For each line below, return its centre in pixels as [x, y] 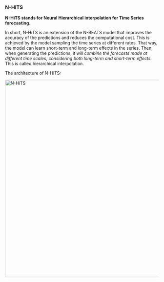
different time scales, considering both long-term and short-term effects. [79, 59]
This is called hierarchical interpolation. [44, 64]
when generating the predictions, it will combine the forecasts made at [76, 53]
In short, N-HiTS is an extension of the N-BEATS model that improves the [79, 33]
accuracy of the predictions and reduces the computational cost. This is [77, 38]
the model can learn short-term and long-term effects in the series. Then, [79, 48]
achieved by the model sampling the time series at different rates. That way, [81, 43]
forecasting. [18, 23]
